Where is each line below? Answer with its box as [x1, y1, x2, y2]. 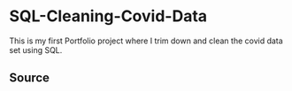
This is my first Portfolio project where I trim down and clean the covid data [9, 35, 283, 46]
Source [9, 71, 50, 86]
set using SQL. [9, 44, 63, 55]
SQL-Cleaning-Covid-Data [9, 6, 208, 27]
